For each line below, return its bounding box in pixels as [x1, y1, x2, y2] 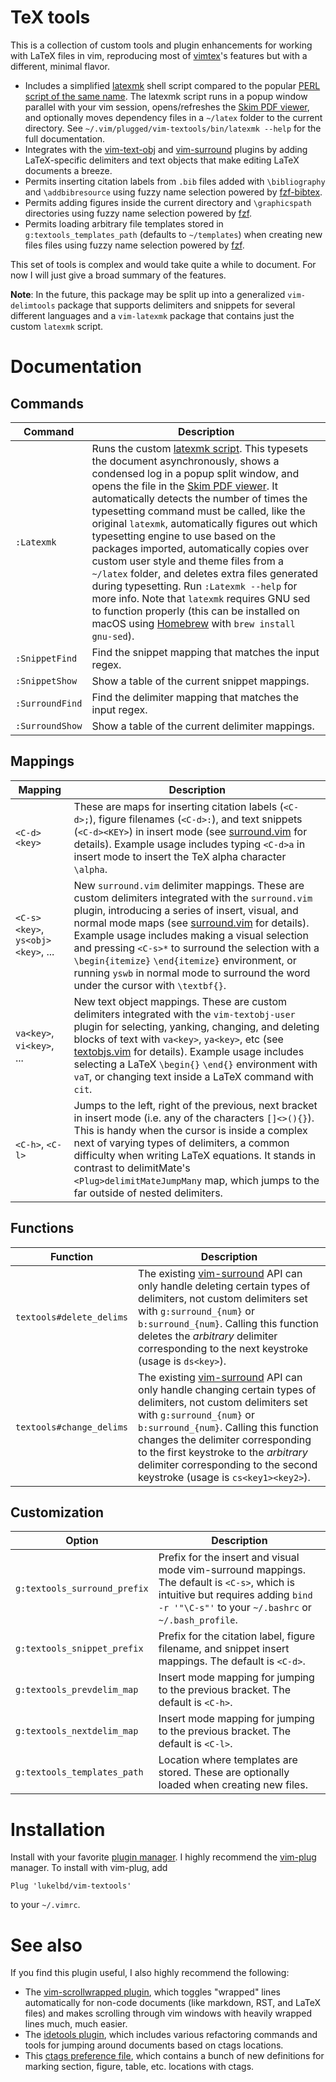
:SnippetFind [15, 652, 78, 664]
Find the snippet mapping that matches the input [91, 645, 320, 659]
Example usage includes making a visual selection [73, 928, 309, 942]
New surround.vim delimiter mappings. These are [73, 878, 305, 892]
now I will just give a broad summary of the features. [10, 269, 227, 281]
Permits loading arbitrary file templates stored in [24, 217, 224, 230]
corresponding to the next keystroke [138, 1341, 309, 1355]
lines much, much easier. [24, 2018, 128, 2030]
